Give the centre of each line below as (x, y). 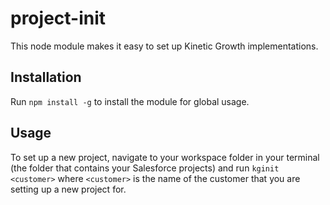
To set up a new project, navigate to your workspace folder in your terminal (165, 157)
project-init (58, 18)
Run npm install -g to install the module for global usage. (130, 101)
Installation (46, 77)
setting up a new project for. (68, 189)
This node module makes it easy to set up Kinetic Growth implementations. (164, 46)
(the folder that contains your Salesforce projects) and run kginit (145, 168)
